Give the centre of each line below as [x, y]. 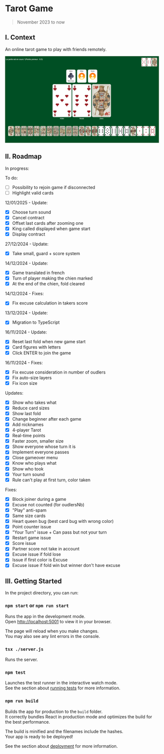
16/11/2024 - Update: [26, 332]
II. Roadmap [23, 156]
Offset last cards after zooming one [48, 223]
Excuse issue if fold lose [36, 554]
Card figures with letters [36, 347]
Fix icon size [25, 383]
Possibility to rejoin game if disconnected [53, 187]
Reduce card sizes [31, 408]
